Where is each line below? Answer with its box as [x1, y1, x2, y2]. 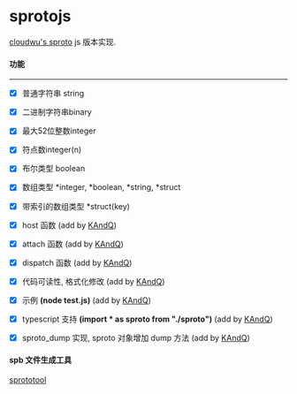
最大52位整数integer [21, 125, 96, 136]
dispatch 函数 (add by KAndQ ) [21, 257, 133, 268]
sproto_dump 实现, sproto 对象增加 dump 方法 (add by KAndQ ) [21, 332, 250, 343]
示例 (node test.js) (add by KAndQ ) [21, 294, 152, 306]
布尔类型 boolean [21, 163, 86, 174]
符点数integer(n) [21, 144, 82, 155]
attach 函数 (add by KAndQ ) [21, 239, 124, 249]
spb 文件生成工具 [9, 354, 72, 365]
